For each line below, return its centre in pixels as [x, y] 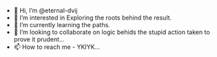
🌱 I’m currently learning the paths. [62, 25]
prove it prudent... [39, 39]
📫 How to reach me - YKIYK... [57, 47]
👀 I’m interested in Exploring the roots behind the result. [93, 18]
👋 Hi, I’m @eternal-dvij [45, 11]
